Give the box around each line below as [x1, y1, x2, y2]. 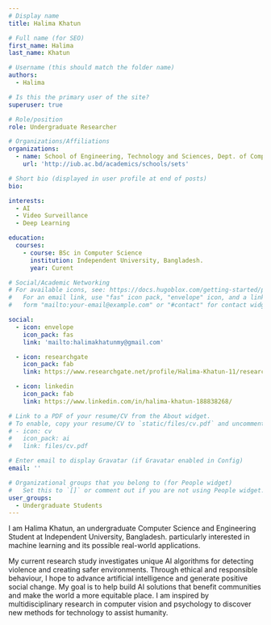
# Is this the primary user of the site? [8, 93, 150, 101]
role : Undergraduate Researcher [8, 123, 117, 131]
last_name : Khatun [8, 49, 70, 57]
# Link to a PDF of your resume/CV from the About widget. [8, 412, 211, 420]
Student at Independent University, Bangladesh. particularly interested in [8, 532, 250, 542]
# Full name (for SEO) [8, 34, 85, 42]
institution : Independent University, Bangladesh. [29, 256, 204, 264]
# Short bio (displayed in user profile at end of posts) [8, 175, 207, 183]
